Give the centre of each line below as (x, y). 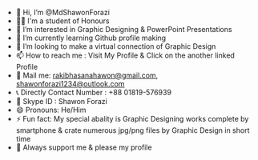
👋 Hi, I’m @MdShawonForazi (63, 12)
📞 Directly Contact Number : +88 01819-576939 (94, 92)
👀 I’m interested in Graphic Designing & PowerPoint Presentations (124, 29)
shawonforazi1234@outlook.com (70, 84)
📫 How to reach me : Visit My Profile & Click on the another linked (125, 55)
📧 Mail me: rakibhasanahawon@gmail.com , (87, 75)
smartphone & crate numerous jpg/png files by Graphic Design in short (133, 130)
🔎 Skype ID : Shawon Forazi (62, 101)
